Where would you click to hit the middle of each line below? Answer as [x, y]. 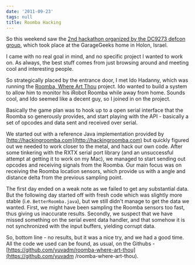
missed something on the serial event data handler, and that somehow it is [96, 220]
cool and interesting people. [40, 69]
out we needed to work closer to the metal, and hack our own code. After [94, 146]
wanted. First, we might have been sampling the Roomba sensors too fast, [95, 208]
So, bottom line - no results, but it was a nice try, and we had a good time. [95, 238]
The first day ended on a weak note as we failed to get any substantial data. [97, 189]
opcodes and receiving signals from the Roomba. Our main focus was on [94, 165]
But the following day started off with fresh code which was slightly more [94, 195]
